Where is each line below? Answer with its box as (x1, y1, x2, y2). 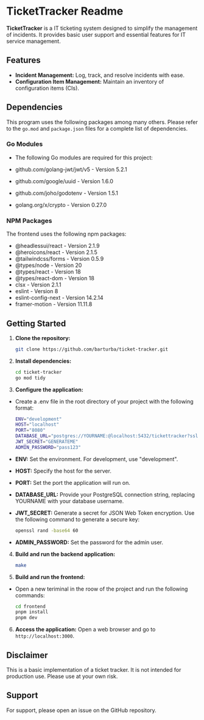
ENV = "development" (15, 416, 62, 422)
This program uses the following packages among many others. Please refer (6, 118, 198, 126)
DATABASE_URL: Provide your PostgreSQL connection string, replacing (15, 490, 195, 498)
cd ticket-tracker (15, 369, 62, 375)
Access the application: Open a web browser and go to (15, 626, 156, 633)
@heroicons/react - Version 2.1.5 (15, 249, 97, 256)
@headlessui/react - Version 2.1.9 (15, 242, 100, 250)
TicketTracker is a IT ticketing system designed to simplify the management (6, 24, 198, 32)
